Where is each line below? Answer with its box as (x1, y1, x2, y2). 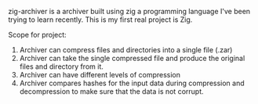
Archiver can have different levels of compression (19, 70, 181, 79)
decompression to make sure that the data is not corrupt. (19, 87, 204, 96)
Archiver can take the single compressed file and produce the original (19, 54, 245, 63)
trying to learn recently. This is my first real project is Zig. (8, 15, 193, 24)
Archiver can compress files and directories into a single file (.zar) (19, 45, 233, 54)
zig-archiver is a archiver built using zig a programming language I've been (8, 7, 251, 16)
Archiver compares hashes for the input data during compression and (19, 78, 245, 88)
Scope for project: (8, 30, 67, 39)
